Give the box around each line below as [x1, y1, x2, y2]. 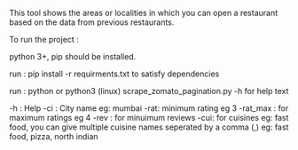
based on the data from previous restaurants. [9, 17, 175, 28]
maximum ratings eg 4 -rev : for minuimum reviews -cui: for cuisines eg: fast [9, 113, 289, 122]
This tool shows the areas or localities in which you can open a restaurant [9, 8, 278, 18]
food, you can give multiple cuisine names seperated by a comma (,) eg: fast [9, 122, 289, 132]
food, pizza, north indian [9, 131, 99, 141]
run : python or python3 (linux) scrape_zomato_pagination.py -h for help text [9, 86, 289, 96]
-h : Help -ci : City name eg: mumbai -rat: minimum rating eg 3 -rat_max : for [9, 103, 289, 114]
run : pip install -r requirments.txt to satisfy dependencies [9, 68, 220, 79]
